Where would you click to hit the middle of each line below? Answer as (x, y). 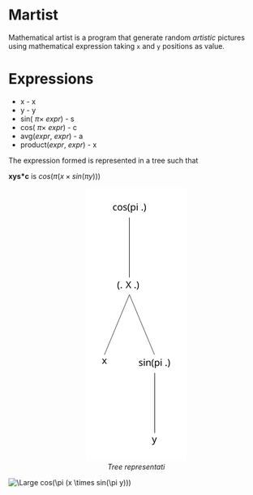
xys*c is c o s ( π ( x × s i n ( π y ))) (55, 176)
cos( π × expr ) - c (48, 127)
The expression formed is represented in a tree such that (103, 160)
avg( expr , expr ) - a (51, 136)
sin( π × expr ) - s (47, 119)
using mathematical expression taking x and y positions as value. (117, 46)
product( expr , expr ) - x (58, 145)
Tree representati (136, 467)
